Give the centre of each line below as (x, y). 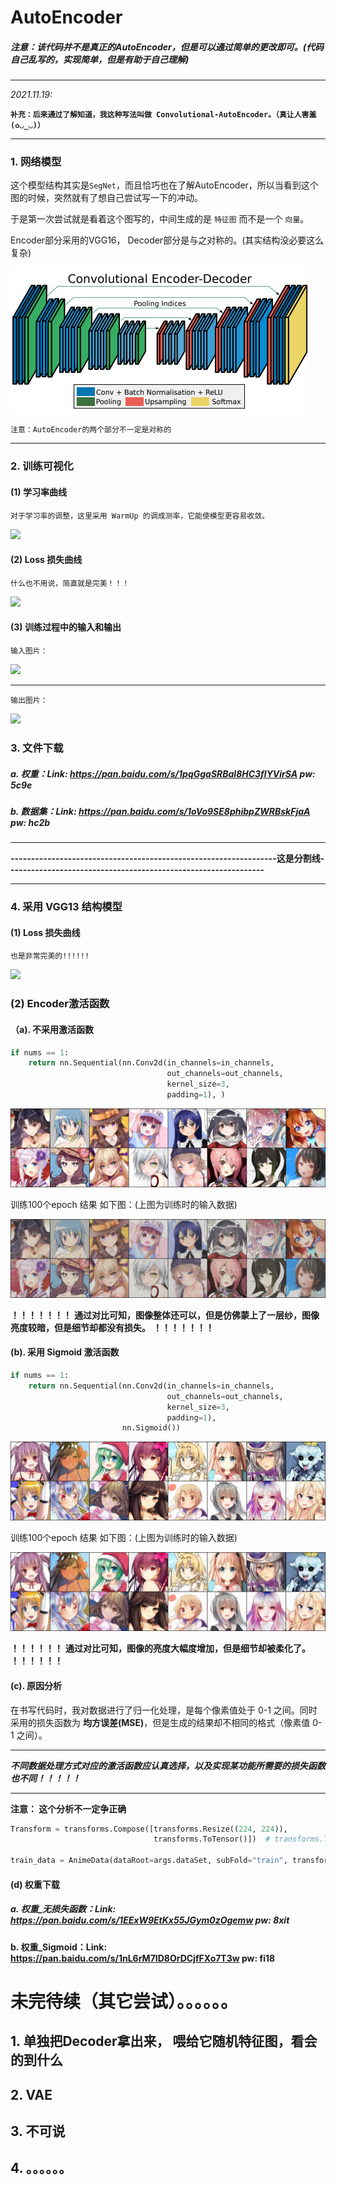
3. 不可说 (38, 2131)
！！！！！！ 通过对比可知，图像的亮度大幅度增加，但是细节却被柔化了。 (160, 1648)
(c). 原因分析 (36, 1685)
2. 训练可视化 (42, 466)
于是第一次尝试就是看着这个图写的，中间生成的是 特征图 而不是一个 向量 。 (160, 219)
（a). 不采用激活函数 (52, 1029)
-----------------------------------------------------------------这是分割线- (167, 858)
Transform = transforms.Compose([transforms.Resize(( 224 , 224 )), (149, 1829)
